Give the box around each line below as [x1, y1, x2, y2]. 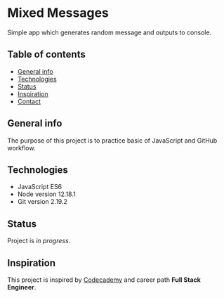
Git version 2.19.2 [17, 197, 68, 206]
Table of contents [7, 48, 86, 60]
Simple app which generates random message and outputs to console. [7, 28, 212, 37]
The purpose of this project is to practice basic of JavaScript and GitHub [7, 136, 218, 145]
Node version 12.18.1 [17, 190, 76, 198]
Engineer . [7, 283, 37, 291]
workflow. [7, 143, 36, 152]
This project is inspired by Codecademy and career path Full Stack [7, 276, 202, 284]
